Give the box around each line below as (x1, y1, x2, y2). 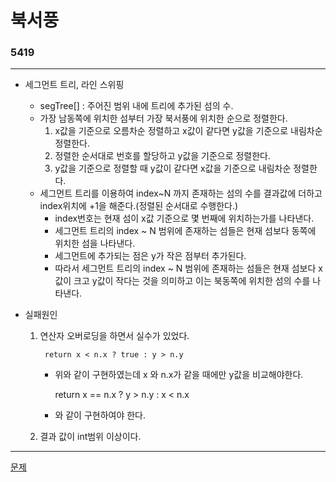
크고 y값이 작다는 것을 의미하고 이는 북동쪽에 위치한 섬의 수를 (73, 275, 311, 287)
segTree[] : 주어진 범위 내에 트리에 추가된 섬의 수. (39, 100, 234, 112)
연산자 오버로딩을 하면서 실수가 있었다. (39, 330, 190, 342)
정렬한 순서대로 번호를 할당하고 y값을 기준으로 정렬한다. (54, 150, 272, 162)
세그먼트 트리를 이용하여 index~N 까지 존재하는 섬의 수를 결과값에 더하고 (39, 187, 323, 200)
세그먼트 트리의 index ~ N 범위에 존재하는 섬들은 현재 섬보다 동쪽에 (54, 225, 317, 237)
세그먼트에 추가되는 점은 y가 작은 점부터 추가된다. (54, 250, 247, 262)
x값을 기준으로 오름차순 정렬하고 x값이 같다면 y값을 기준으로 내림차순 (54, 125, 323, 137)
